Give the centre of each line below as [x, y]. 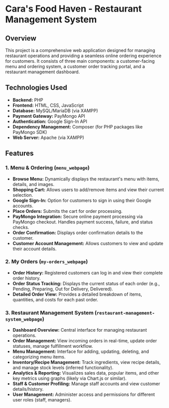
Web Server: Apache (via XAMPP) [48, 138]
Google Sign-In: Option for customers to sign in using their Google [82, 200]
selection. [23, 195]
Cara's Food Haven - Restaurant [74, 9]
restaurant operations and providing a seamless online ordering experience [83, 56]
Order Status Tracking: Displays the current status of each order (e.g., [86, 283]
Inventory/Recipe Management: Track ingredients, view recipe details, [87, 362]
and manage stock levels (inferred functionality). [63, 368]
